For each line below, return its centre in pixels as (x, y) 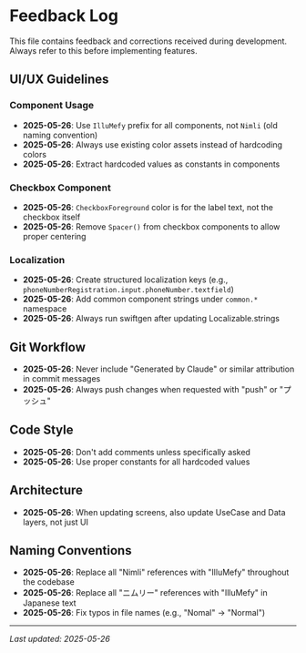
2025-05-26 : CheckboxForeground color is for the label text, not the (148, 207)
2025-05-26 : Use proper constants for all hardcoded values (136, 462)
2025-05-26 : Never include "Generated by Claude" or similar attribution (158, 369)
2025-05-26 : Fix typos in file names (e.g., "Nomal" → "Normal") (144, 613)
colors (35, 154)
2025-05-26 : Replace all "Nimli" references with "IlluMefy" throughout (156, 572)
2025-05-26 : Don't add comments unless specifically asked (136, 452)
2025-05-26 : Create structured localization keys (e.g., (125, 280)
